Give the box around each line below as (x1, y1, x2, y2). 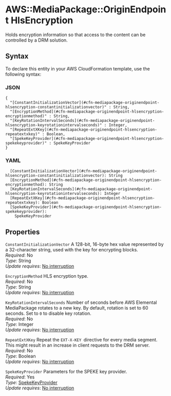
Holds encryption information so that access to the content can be (5, 31, 146, 38)
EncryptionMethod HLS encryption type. (5, 273, 89, 279)
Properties (5, 227, 40, 236)
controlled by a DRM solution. (5, 37, 68, 43)
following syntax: (5, 71, 42, 77)
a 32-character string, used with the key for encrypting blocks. (5, 247, 139, 253)
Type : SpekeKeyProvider (5, 380, 58, 386)
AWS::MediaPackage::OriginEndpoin (5, 4, 166, 15)
